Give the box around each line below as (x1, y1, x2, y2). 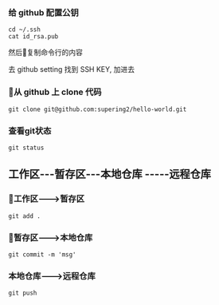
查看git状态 (8, 125, 52, 137)
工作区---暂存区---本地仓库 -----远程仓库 (8, 168, 212, 181)
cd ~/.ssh (8, 26, 41, 34)
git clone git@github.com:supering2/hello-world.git (8, 105, 187, 113)
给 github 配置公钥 (8, 6, 80, 18)
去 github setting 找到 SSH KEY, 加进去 (8, 65, 135, 74)
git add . (8, 212, 41, 220)
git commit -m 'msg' (8, 250, 77, 259)
